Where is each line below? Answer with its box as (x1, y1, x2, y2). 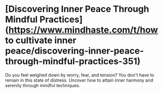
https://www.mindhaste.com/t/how (8, 25, 158, 35)
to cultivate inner (5, 35, 77, 46)
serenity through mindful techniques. (5, 82, 81, 88)
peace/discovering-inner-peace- (5, 45, 144, 57)
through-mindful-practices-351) (5, 56, 141, 67)
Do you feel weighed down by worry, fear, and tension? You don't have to (5, 72, 155, 78)
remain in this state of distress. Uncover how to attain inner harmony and (5, 77, 154, 83)
